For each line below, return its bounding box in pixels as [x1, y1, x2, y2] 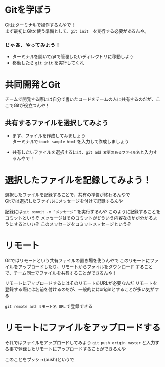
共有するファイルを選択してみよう [5, 118, 109, 127]
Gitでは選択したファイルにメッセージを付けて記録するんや [5, 198, 123, 204]
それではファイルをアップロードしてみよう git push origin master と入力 [5, 339, 155, 345]
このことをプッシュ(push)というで [5, 356, 75, 362]
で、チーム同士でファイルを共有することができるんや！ [5, 270, 117, 275]
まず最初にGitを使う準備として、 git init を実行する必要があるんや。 [5, 28, 149, 34]
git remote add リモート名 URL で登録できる [5, 303, 93, 309]
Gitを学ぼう [5, 4, 52, 16]
